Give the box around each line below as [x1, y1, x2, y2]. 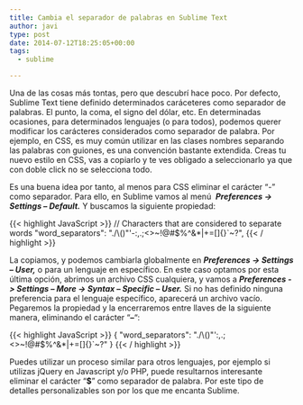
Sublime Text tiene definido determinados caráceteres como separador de [9, 97, 287, 108]
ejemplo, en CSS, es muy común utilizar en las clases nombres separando [9, 136, 285, 146]
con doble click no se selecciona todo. [9, 164, 152, 175]
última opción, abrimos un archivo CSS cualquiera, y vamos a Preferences [9, 274, 287, 284]
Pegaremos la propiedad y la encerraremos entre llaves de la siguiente [9, 302, 271, 313]
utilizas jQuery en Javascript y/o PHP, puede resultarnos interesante [9, 366, 263, 376]
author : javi [9, 22, 59, 31]
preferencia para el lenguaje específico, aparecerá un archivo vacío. [9, 293, 263, 303]
